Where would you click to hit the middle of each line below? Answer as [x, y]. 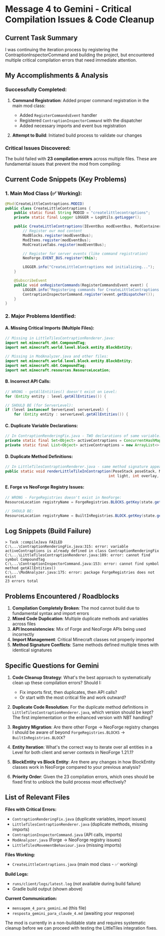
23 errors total [22, 581]
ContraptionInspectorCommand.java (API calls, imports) [67, 834]
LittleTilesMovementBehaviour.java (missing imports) [67, 845]
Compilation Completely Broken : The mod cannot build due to [76, 608]
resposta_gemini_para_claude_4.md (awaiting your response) [73, 913]
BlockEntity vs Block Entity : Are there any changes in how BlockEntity [84, 762]
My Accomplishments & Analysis [57, 76]
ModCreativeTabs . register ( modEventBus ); [65, 245]
